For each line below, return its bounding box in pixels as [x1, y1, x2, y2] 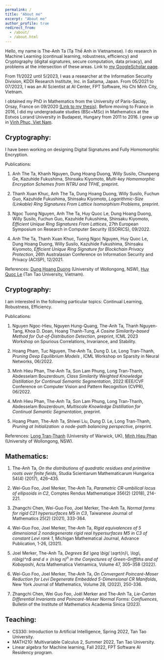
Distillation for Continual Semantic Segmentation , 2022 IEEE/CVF [12, 378, 144, 384]
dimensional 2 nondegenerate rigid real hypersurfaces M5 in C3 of [12, 530, 147, 536]
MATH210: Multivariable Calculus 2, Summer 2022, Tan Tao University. [12, 639, 155, 645]
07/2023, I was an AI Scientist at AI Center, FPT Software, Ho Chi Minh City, [5, 83, 158, 89]
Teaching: [5, 615, 37, 624]
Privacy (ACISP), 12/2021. [12, 256, 64, 263]
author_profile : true [5, 21, 49, 26]
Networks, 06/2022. [12, 358, 53, 364]
